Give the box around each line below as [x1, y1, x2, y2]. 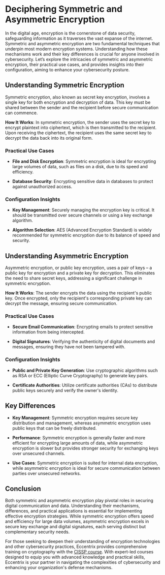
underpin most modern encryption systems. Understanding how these [5, 46, 148, 52]
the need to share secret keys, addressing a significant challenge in [5, 275, 142, 281]
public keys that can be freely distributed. [12, 425, 97, 431]
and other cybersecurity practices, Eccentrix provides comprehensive [5, 544, 147, 549]
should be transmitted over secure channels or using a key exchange [12, 212, 153, 218]
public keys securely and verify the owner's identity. [12, 387, 119, 393]
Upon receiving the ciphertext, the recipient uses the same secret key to [5, 129, 152, 136]
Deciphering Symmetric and [5, 3, 123, 15]
